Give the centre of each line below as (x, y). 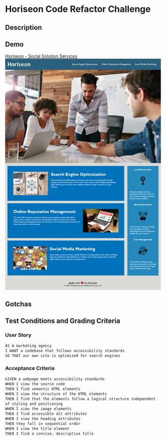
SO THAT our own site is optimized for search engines (63, 356)
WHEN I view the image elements (38, 409)
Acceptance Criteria (30, 368)
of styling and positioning (34, 404)
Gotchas (19, 304)
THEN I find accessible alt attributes (46, 414)
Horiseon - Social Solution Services (41, 56)
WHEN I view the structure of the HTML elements (56, 394)
